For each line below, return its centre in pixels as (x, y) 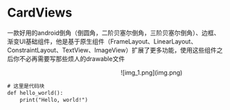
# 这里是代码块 (26, 86)
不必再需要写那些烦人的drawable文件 (72, 58)
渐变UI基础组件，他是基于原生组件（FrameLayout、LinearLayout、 (102, 41)
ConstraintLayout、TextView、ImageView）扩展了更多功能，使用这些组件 (112, 50)
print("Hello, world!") (54, 100)
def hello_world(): (35, 93)
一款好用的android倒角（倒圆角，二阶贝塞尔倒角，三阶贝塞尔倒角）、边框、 (114, 33)
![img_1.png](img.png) (152, 72)
